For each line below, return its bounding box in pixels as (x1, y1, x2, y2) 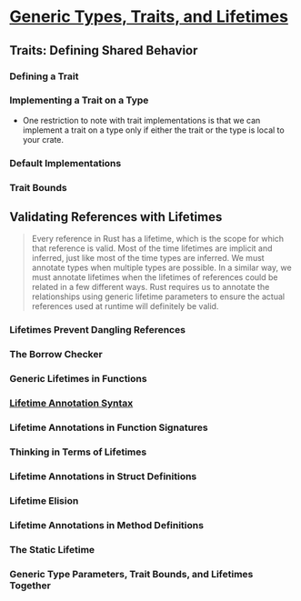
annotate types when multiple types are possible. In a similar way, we (31, 262, 293, 274)
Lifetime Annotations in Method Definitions (9, 518, 205, 531)
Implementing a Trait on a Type (9, 94, 149, 106)
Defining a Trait (9, 70, 79, 83)
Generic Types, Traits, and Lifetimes (9, 6, 289, 27)
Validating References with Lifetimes (9, 209, 223, 225)
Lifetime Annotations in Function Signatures (9, 421, 208, 434)
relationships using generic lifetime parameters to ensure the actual (31, 291, 285, 302)
